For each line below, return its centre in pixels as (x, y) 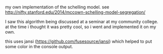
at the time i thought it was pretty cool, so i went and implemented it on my (81, 27)
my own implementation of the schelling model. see (57, 7)
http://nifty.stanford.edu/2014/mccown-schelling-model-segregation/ (75, 12)
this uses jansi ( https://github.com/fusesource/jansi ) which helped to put (79, 41)
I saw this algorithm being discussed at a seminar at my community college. (82, 22)
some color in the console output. (39, 46)
